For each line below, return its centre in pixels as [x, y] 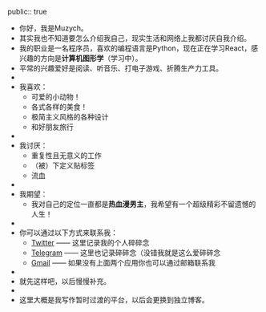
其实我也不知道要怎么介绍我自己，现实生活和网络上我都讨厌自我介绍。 [135, 38]
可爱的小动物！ [56, 97]
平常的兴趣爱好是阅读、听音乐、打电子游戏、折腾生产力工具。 [121, 68]
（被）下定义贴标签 [63, 165]
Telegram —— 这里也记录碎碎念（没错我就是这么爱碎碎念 [126, 253]
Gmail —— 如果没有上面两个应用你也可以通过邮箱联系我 [123, 263]
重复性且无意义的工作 [66, 155]
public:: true [27, 12]
